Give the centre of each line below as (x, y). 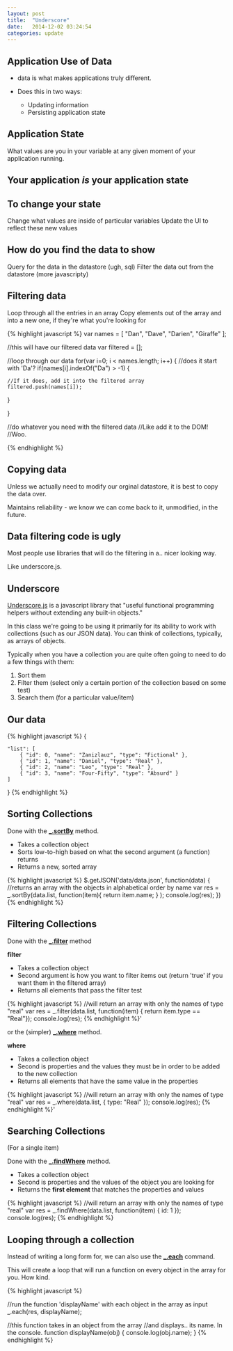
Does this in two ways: (49, 92)
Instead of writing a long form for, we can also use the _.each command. (111, 1256)
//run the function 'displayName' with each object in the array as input (107, 1304)
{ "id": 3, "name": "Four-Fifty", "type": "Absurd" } (99, 773)
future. (17, 514)
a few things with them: (41, 662)
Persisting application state (66, 113)
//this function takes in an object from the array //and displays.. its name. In (115, 1325)
